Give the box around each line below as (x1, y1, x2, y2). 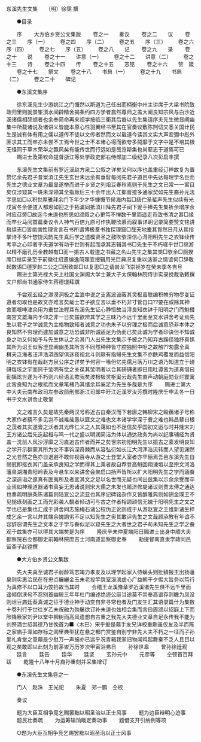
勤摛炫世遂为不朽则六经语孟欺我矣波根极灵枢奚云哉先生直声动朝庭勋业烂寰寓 (6, 373, 195, 380)
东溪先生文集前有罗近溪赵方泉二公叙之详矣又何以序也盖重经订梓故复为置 (16, 166, 195, 173)
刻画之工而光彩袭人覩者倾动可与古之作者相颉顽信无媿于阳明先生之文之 (22, 498, 195, 505)
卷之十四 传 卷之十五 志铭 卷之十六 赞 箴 (44, 60, 194, 68)
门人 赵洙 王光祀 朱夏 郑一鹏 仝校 (16, 684, 123, 691)
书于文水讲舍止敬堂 (6, 396, 54, 403)
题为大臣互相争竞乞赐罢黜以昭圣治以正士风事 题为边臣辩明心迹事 (16, 709, 186, 716)
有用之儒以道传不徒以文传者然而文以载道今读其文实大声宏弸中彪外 (32, 131, 195, 138)
